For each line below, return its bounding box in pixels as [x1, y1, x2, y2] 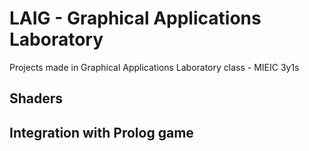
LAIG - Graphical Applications [9, 7, 262, 30]
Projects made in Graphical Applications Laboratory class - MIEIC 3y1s [9, 61, 300, 73]
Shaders [9, 90, 64, 107]
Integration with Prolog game [9, 124, 194, 141]
